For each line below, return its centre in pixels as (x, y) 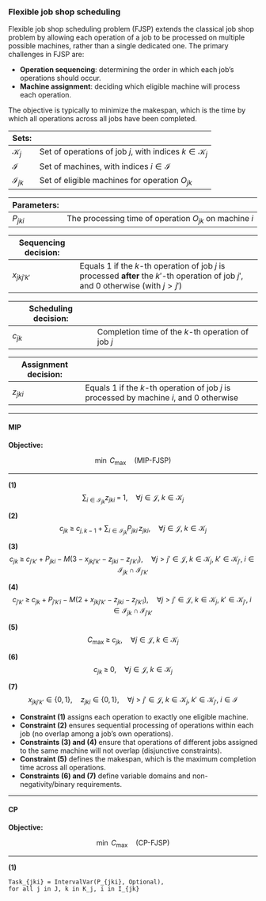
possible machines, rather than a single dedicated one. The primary (118, 46)
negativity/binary (47, 784)
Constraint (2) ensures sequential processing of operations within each (137, 725)
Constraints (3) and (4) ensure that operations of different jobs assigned (139, 742)
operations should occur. (60, 78)
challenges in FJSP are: (46, 55)
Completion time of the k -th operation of (173, 331)
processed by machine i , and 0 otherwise (162, 397)
